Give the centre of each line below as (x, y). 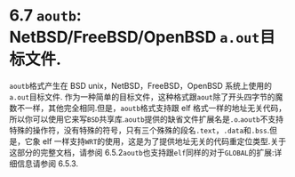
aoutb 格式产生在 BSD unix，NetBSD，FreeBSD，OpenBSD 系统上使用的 (141, 85)
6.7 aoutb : (45, 16)
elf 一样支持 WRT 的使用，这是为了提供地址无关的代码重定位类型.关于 (164, 141)
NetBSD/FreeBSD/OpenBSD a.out (135, 37)
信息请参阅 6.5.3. (47, 163)
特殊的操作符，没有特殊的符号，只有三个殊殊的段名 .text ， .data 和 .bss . (140, 130)
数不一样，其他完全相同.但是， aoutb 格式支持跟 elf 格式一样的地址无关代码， (148, 108)
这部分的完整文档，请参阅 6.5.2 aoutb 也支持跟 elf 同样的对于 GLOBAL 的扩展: (142, 152)
